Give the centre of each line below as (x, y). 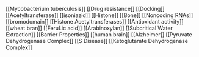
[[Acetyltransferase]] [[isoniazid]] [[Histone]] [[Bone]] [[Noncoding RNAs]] (99, 15)
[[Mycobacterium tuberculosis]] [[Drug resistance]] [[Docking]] (85, 9)
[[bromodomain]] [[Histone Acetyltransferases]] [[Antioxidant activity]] (95, 22)
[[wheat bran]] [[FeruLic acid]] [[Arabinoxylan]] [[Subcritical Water (89, 28)
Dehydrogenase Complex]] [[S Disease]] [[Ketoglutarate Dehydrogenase (97, 41)
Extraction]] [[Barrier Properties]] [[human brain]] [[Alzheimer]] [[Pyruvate (99, 35)
